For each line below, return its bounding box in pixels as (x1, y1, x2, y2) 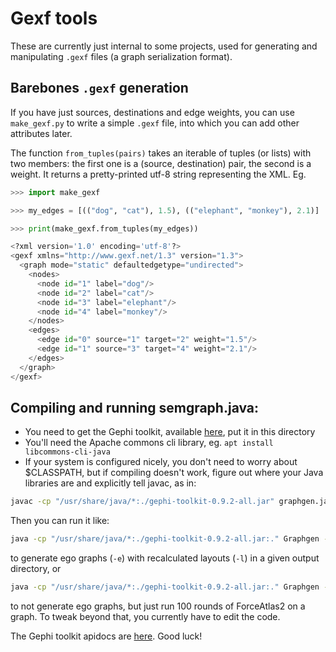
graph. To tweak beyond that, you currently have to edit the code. (10, 610, 281, 622)
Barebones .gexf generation (10, 80, 189, 97)
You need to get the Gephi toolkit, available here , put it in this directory (24, 426, 316, 438)
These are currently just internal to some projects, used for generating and (10, 40, 318, 52)
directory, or (10, 563, 62, 575)
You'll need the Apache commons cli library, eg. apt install (24, 437, 274, 449)
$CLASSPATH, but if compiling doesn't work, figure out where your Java (24, 467, 324, 479)
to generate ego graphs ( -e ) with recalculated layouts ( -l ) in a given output (10, 552, 320, 564)
